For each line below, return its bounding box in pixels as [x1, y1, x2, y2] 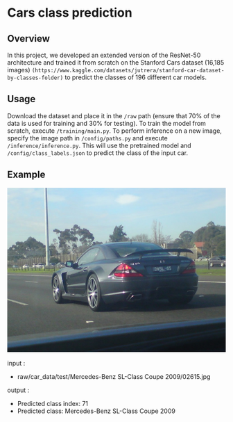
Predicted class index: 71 [17, 399, 89, 407]
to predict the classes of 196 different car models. [64, 73, 207, 81]
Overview [7, 33, 51, 44]
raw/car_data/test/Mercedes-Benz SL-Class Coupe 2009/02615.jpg [17, 372, 211, 380]
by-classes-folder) [7, 74, 64, 81]
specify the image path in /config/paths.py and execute [7, 133, 168, 142]
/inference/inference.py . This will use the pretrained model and [7, 141, 192, 149]
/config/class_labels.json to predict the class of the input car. [7, 148, 189, 157]
